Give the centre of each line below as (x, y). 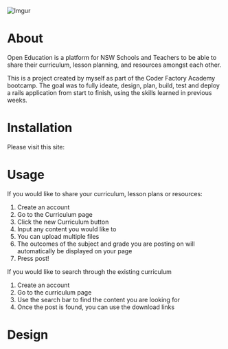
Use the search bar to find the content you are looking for (99, 299)
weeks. (17, 100)
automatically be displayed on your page (75, 251)
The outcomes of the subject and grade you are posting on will (106, 244)
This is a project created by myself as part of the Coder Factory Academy (111, 78)
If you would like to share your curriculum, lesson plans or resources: (105, 193)
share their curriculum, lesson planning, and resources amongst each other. (114, 65)
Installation (40, 128)
